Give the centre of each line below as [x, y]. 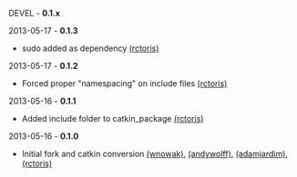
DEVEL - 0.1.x [35, 13]
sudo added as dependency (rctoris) [90, 48]
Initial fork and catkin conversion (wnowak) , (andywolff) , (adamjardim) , [155, 154]
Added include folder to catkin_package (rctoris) [113, 118]
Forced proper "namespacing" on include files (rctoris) [124, 84]
